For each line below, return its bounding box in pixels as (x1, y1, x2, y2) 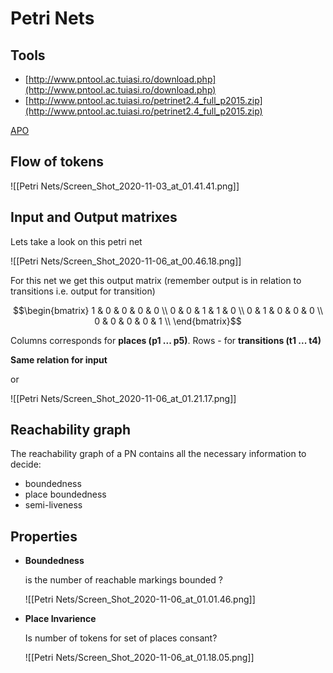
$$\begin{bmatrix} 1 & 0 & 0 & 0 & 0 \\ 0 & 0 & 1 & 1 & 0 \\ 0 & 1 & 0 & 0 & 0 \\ (12, 304, 324, 316)
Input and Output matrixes (10, 209, 178, 226)
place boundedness (24, 488, 107, 501)
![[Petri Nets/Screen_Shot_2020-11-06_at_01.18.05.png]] (24, 652, 255, 664)
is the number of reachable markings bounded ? (24, 574, 223, 586)
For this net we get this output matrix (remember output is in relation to (10, 274, 302, 286)
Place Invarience (24, 613, 97, 625)
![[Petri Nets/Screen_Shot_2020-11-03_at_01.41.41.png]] (10, 180, 240, 192)
